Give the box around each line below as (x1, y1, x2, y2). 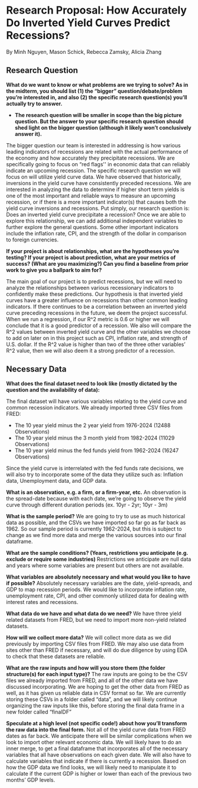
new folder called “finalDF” (6, 708, 72, 715)
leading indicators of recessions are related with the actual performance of (6, 148, 189, 155)
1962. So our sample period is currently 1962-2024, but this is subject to (6, 525, 182, 532)
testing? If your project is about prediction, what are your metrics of (6, 254, 176, 261)
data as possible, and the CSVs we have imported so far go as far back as (6, 519, 186, 526)
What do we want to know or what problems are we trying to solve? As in (6, 81, 189, 88)
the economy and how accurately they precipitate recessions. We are (6, 154, 176, 162)
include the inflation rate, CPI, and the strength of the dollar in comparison (6, 230, 187, 237)
